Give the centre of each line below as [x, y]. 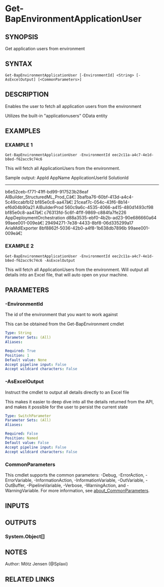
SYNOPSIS [22, 37]
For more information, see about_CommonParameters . [95, 490]
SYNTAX [19, 64]
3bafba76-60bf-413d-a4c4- [105, 197]
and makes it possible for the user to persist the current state [66, 407]
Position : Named [21, 438]
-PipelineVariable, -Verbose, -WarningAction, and [76, 485]
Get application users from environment [45, 49]
